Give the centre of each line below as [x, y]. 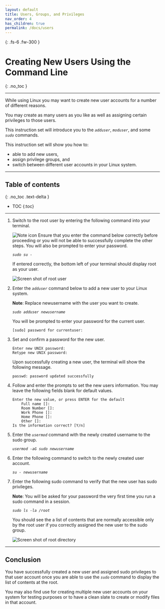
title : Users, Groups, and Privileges [45, 14]
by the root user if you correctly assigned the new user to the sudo [80, 525]
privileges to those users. [31, 120]
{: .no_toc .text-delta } [27, 197]
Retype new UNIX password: [40, 353]
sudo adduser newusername [39, 312]
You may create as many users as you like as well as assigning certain [76, 115]
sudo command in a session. [41, 502]
